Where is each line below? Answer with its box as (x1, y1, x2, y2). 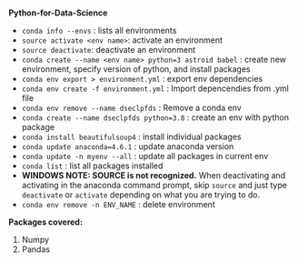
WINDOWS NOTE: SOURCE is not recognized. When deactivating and (21, 170, 286, 181)
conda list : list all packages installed (21, 160, 164, 171)
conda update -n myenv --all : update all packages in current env (21, 151, 269, 162)
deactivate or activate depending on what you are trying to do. (21, 189, 261, 200)
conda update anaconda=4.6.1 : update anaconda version (21, 141, 234, 152)
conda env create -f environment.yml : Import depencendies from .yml (21, 83, 290, 94)
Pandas (21, 244, 51, 255)
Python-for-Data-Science (8, 7, 108, 18)
